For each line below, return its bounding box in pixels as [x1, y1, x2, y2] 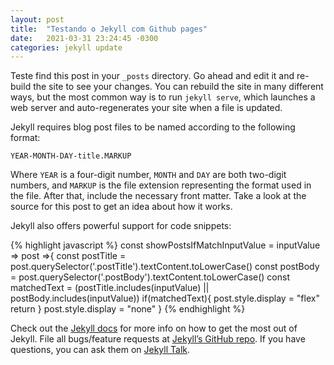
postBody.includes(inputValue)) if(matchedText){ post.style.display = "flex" [10, 292, 320, 305]
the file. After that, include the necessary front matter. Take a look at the [10, 190, 307, 202]
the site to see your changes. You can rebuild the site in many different [33, 81, 324, 93]
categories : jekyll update [10, 42, 123, 53]
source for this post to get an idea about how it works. [10, 201, 233, 213]
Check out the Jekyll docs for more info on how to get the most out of [10, 322, 298, 335]
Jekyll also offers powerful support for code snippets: [10, 220, 232, 232]
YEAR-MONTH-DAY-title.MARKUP [10, 151, 132, 161]
